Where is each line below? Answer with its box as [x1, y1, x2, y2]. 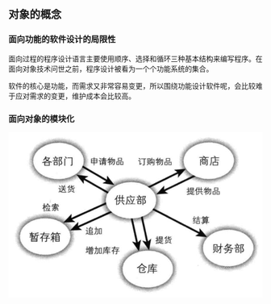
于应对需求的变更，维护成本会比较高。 [8, 91, 135, 101]
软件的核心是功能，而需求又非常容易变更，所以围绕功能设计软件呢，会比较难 [8, 81, 263, 90]
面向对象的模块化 [8, 113, 75, 124]
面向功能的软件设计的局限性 [8, 34, 116, 45]
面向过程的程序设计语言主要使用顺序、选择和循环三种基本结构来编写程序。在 [8, 53, 263, 63]
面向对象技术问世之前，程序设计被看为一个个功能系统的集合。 [8, 64, 214, 73]
